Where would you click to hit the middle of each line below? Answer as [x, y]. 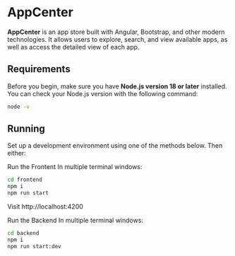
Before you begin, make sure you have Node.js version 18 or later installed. [117, 86]
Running [26, 129]
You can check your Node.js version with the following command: [103, 93]
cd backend [23, 233]
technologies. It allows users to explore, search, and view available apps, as [117, 39]
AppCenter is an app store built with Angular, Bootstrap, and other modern [116, 32]
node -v [19, 107]
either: [17, 153]
